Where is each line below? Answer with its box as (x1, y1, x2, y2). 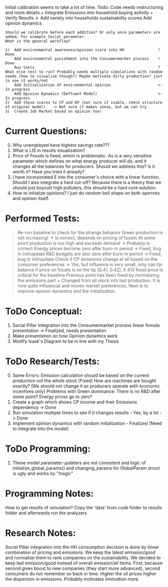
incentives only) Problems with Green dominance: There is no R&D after (12, 388, 161, 394)
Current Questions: (5, 125, 87, 137)
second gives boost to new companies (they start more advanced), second (5, 565, 160, 571)
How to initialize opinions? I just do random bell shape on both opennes (12, 190, 160, 196)
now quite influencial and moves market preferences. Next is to (17, 283, 148, 289)
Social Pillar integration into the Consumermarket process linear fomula (12, 322, 160, 328)
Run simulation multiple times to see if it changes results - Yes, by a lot (12, 410, 159, 416)
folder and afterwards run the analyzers (5, 510, 87, 516)
